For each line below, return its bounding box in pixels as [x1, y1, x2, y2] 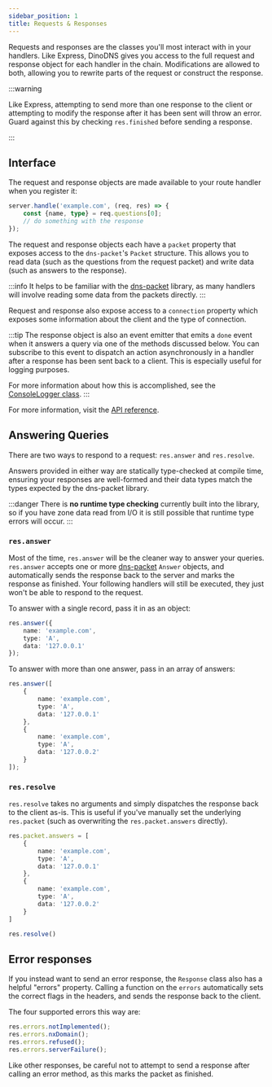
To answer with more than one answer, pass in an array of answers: [8, 664, 235, 674]
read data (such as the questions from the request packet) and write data [8, 256, 255, 266]
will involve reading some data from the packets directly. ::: [8, 290, 206, 300]
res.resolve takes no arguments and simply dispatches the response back [8, 799, 259, 809]
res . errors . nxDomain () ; [8, 1031, 90, 1039]
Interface [8, 156, 56, 169]
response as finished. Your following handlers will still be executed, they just [8, 579, 265, 589]
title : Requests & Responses [8, 20, 107, 28]
